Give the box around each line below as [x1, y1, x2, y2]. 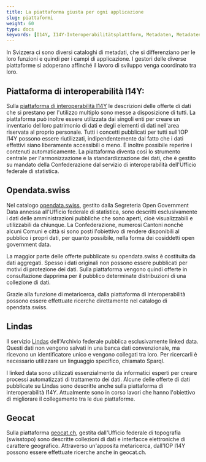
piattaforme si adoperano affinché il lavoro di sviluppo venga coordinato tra [6, 62, 197, 69]
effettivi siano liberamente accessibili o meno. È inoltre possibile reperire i [6, 141, 193, 148]
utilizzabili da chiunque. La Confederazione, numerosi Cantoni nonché [6, 221, 184, 228]
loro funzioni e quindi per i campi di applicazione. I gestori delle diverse [6, 55, 187, 63]
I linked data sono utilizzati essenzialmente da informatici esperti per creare [6, 369, 197, 376]
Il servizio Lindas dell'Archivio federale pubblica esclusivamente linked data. [6, 337, 199, 345]
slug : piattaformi [6, 15, 53, 21]
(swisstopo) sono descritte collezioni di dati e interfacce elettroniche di [6, 436, 186, 443]
